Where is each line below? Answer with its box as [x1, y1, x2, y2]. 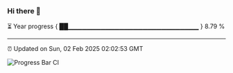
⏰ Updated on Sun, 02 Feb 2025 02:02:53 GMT [7, 45, 144, 53]
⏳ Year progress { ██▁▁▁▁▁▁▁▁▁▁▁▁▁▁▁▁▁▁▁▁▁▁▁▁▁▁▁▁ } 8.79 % [7, 22, 225, 30]
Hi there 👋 [7, 6, 42, 16]
